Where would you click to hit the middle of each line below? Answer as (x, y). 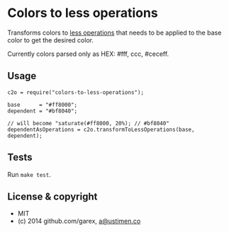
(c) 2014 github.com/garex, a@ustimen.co (79, 221)
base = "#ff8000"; (43, 105)
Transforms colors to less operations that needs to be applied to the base (114, 33)
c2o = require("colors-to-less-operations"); (76, 92)
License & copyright (52, 196)
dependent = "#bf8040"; (43, 111)
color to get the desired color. (51, 40)
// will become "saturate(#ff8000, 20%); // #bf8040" (89, 123)
